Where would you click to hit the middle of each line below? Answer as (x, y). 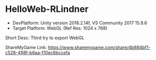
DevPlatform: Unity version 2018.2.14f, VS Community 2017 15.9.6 (80, 23)
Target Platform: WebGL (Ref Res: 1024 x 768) (60, 28)
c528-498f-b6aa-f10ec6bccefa (38, 53)
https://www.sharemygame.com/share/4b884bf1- (99, 47)
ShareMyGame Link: (26, 47)
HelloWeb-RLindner (47, 9)
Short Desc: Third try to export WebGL (45, 38)
